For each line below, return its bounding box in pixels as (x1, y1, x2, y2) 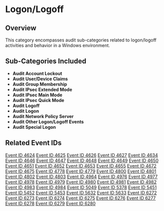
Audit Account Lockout (12, 70, 63, 76)
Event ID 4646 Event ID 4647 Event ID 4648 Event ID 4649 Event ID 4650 (5, 157, 159, 164)
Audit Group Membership (12, 81, 67, 87)
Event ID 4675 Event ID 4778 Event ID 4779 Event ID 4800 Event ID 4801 (5, 168, 156, 174)
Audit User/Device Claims (12, 76, 68, 82)
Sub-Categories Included (5, 57, 87, 66)
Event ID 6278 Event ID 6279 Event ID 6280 (5, 200, 96, 206)
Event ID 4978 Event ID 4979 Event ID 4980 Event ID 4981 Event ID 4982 (5, 179, 157, 185)
